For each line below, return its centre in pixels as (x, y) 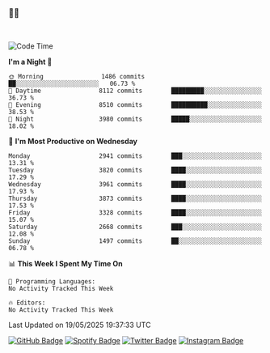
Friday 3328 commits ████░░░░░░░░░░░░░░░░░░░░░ (135, 213)
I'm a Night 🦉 (30, 62)
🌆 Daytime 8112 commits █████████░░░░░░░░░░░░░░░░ (135, 91)
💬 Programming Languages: (52, 282)
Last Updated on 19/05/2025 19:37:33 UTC (80, 325)
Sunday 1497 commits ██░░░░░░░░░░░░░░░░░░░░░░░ (135, 241)
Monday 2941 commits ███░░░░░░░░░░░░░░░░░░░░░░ (135, 156)
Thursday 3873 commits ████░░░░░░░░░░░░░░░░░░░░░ (135, 199)
